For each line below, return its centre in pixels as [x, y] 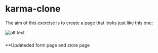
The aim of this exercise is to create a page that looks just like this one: [79, 23]
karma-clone [33, 9]
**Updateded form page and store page [48, 45]
